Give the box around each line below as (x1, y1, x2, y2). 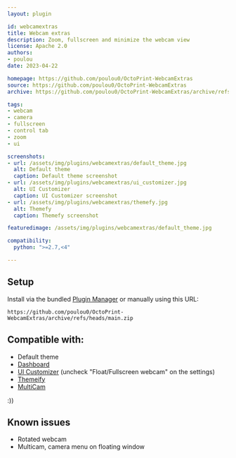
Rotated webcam (17, 435, 67, 444)
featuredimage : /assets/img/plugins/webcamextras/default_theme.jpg (7, 225, 212, 232)
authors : (7, 49, 33, 56)
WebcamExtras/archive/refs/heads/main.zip (7, 314, 133, 321)
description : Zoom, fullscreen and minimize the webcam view (7, 36, 190, 43)
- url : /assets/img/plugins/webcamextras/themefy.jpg (7, 199, 169, 206)
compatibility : (7, 237, 52, 245)
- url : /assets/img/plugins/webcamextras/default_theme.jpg (7, 159, 188, 166)
